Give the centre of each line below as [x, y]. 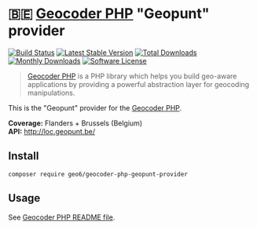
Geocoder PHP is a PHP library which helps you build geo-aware [132, 76]
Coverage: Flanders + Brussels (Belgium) [75, 123]
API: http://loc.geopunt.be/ [52, 131]
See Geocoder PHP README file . [62, 217]
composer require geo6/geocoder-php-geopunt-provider [98, 174]
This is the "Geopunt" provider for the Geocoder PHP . [95, 107]
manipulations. [51, 93]
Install [24, 156]
